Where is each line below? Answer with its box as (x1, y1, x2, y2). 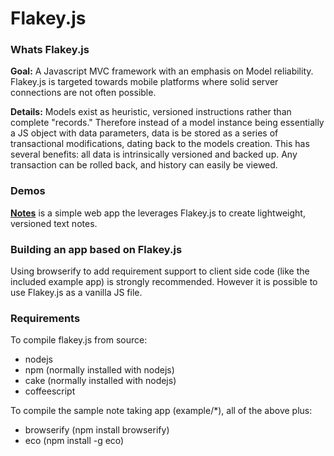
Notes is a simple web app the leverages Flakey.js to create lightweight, (10, 207, 306, 219)
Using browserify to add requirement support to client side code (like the (10, 265, 310, 277)
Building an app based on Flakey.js (10, 242, 183, 256)
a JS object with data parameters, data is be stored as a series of (10, 127, 279, 139)
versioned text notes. (10, 217, 98, 229)
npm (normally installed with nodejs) (24, 364, 175, 376)
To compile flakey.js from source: (10, 334, 148, 346)
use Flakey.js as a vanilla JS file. (10, 287, 143, 299)
